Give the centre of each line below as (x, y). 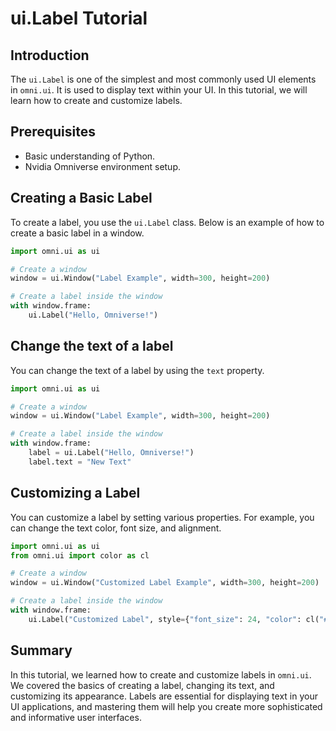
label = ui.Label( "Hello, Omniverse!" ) (111, 453)
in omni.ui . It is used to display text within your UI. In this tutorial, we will (159, 90)
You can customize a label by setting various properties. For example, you (162, 517)
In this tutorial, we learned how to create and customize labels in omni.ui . (161, 674)
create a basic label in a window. (77, 233)
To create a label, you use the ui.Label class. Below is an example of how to (167, 222)
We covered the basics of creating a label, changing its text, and (142, 685)
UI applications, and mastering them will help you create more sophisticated (166, 706)
